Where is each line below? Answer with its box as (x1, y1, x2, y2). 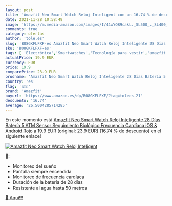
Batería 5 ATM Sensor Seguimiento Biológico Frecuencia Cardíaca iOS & (5, 122, 158, 129)
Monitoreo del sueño (12, 163, 57, 169)
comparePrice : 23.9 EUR (5, 70, 56, 75)
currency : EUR (5, 60, 36, 65)
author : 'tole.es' (5, 36, 45, 42)
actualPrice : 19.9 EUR (5, 55, 54, 60)
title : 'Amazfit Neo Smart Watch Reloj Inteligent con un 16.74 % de (5, 12, 157, 17)
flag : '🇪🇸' (5, 84, 31, 89)
